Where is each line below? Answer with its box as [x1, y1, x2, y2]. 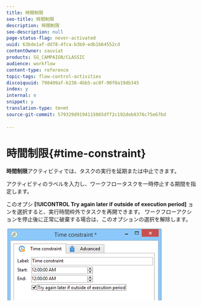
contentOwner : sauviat [6, 48, 64, 54]
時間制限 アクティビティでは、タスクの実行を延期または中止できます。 [6, 168, 180, 175]
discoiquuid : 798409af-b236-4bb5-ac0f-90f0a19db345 [6, 80, 139, 86]
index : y [6, 86, 28, 92]
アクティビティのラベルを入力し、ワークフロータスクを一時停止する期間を [6, 180, 191, 188]
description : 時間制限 [6, 22, 60, 28]
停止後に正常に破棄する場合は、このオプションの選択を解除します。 [22, 216, 192, 223]
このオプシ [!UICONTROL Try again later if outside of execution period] [6, 201, 187, 208]
